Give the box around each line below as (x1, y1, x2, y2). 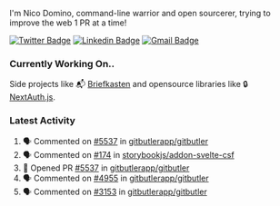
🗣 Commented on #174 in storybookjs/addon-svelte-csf (22, 149, 235, 160)
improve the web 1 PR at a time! (9, 17, 127, 28)
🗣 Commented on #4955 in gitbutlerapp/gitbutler (22, 172, 209, 183)
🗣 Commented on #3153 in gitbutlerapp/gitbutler (22, 186, 207, 197)
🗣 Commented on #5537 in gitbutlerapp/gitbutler (22, 135, 209, 146)
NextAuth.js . (9, 92, 56, 103)
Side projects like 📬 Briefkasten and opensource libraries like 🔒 (9, 79, 248, 90)
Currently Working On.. (9, 57, 115, 70)
